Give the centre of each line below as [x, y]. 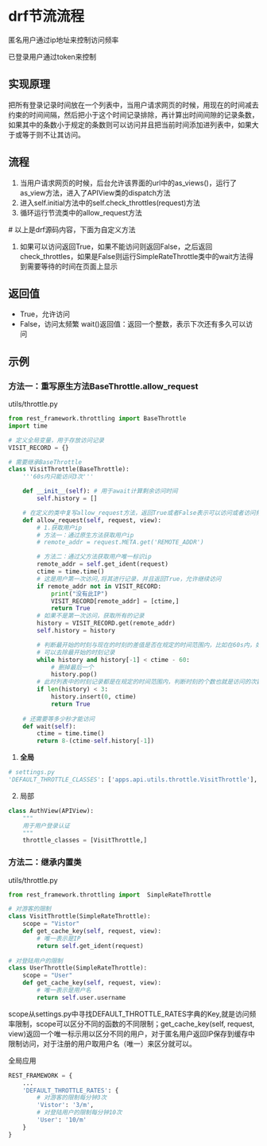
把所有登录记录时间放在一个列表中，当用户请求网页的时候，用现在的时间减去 [133, 105]
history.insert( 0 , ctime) [93, 697]
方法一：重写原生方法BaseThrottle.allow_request [103, 386]
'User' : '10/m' [62, 1120]
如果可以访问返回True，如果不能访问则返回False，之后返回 [116, 246]
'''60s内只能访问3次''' [58, 477]
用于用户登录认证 [46, 826]
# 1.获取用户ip [59, 528]
